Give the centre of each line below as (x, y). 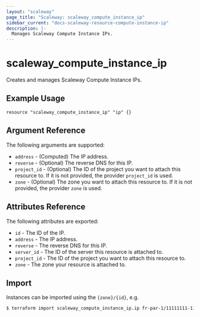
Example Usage (36, 99)
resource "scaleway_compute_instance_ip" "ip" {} (69, 112)
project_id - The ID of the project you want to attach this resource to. (100, 258)
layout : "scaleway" (30, 12)
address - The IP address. (46, 239)
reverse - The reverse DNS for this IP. (61, 245)
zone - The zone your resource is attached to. (70, 264)
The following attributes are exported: (52, 221)
